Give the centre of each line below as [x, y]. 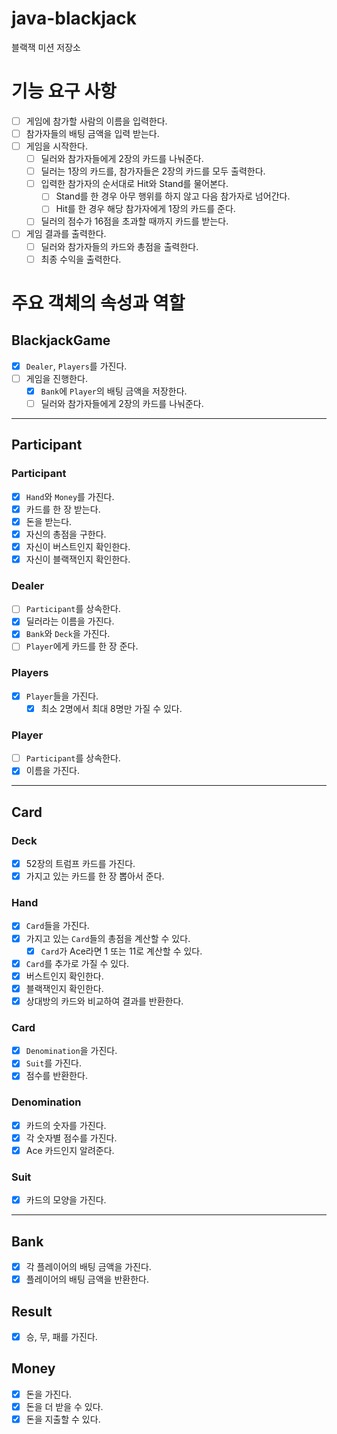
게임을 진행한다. [56, 378]
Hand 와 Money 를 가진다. [70, 496]
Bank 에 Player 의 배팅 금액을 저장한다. [114, 391]
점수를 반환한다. [56, 1076]
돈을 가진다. [49, 1394]
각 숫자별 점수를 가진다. [71, 1138]
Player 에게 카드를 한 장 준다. [82, 646]
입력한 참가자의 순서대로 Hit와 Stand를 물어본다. [134, 184]
